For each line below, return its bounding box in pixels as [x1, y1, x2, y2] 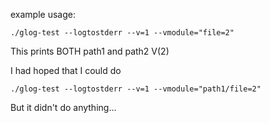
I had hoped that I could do [10, 65, 122, 76]
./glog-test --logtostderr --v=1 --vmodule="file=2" [10, 28, 235, 38]
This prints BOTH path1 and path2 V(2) [10, 45, 170, 57]
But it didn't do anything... [10, 102, 117, 113]
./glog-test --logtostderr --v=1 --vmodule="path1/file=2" [10, 84, 262, 94]
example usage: [10, 9, 76, 20]
